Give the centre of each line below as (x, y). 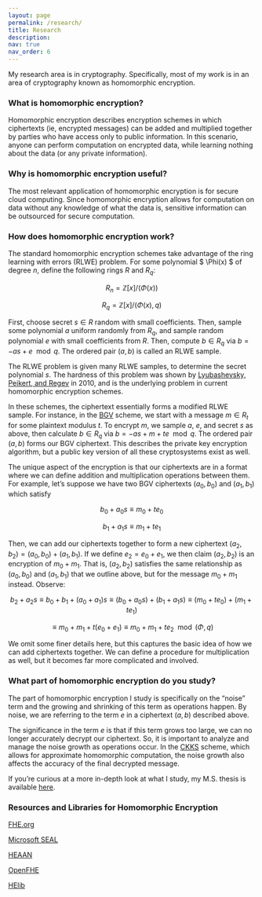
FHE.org (22, 825)
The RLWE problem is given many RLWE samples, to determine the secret (127, 366)
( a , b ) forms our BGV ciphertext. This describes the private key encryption (127, 444)
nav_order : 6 (29, 52)
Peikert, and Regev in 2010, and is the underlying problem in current (118, 383)
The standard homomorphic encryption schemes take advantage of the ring (131, 253)
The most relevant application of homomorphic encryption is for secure (124, 191)
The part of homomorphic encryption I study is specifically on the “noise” (127, 698)
